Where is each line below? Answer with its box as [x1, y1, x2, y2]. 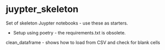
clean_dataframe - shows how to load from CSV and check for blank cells [6, 39, 160, 45]
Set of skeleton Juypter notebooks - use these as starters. [6, 20, 128, 26]
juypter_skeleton [6, 3, 78, 15]
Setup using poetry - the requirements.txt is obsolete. [13, 29, 126, 35]
